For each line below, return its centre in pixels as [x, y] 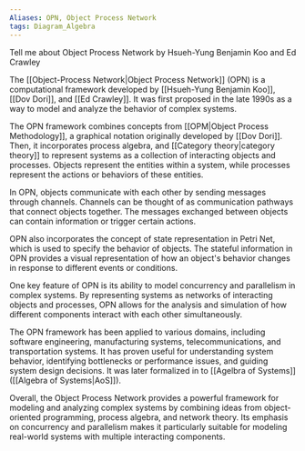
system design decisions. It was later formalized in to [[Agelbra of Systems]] [152, 370]
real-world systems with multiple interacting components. [117, 436]
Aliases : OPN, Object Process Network [83, 18]
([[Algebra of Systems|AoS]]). [65, 380]
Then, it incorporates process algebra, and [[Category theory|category [142, 145]
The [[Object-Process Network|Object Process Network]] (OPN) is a [137, 79]
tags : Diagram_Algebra [52, 26]
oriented [25, 417]
